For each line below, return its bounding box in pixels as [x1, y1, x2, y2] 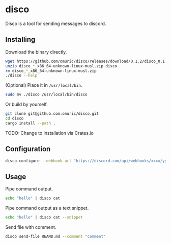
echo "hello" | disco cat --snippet [5, 215, 83, 220]
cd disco [5, 116, 24, 121]
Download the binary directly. [5, 48, 67, 55]
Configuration [5, 144, 51, 154]
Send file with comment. [5, 224, 56, 230]
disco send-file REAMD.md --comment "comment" [5, 234, 106, 239]
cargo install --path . [5, 120, 56, 126]
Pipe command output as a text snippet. [5, 205, 89, 211]
